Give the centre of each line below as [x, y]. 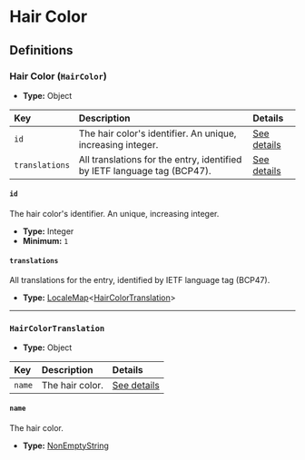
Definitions [41, 50]
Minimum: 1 [45, 241]
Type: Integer [48, 231]
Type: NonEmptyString [65, 445]
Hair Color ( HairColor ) [58, 76]
